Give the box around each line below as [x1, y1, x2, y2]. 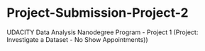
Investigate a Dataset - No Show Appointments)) [6, 35, 148, 43]
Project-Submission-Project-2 [6, 5, 189, 21]
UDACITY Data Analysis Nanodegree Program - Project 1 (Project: [6, 28, 199, 36]
